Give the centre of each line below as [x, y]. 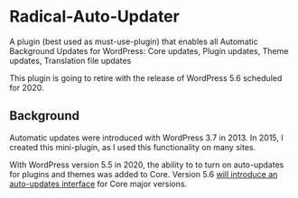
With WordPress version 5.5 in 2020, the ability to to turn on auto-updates [147, 165]
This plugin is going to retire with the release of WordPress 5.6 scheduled [146, 77]
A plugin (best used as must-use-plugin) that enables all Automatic [134, 41]
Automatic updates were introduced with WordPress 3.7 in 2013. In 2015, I [147, 138]
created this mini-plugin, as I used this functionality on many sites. [132, 147]
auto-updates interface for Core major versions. [98, 184]
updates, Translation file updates [70, 60]
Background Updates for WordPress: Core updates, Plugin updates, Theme [149, 50]
